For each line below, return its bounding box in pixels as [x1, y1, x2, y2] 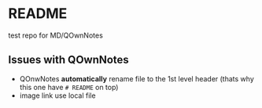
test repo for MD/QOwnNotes [8, 31, 104, 40]
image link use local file [19, 91, 96, 100]
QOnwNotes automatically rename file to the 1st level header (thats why [19, 74, 254, 83]
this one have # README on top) [19, 82, 119, 92]
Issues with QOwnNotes [8, 53, 130, 67]
